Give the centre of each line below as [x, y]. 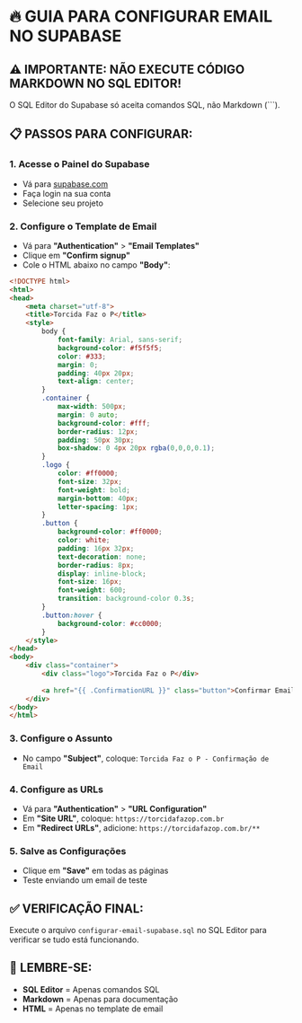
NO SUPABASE [66, 36]
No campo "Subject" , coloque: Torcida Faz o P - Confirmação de [146, 758]
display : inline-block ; [102, 573]
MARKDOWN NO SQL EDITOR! [96, 83]
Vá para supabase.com [65, 184]
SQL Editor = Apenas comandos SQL [91, 989]
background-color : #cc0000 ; [110, 623]
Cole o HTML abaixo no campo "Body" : [96, 265]
